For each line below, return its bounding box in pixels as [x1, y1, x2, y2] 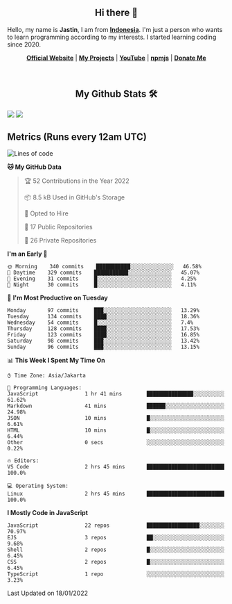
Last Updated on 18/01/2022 [7, 589, 89, 598]
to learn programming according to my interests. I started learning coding [7, 33, 217, 41]
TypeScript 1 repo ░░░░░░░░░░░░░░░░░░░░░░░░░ [7, 571, 225, 578]
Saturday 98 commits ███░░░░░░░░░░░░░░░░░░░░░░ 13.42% [7, 338, 199, 345]
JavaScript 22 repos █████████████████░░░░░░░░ [7, 522, 225, 529]
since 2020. [7, 40, 42, 49]
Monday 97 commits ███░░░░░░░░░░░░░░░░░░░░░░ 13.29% [7, 307, 199, 314]
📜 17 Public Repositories [24, 223, 93, 231]
